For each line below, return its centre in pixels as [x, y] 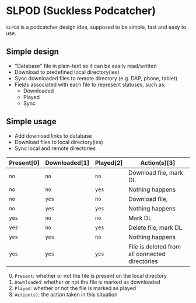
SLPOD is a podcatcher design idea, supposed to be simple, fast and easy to [96, 27]
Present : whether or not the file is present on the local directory [91, 275]
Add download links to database [53, 135]
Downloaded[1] [67, 162]
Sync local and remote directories [55, 148]
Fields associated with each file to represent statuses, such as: [90, 84]
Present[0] [24, 162]
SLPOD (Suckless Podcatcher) [81, 11]
